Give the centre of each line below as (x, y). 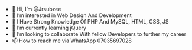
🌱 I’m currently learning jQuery (49, 28)
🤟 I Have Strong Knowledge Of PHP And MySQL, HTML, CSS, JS (90, 21)
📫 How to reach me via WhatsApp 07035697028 (71, 41)
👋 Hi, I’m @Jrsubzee (36, 9)
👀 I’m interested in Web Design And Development (71, 15)
